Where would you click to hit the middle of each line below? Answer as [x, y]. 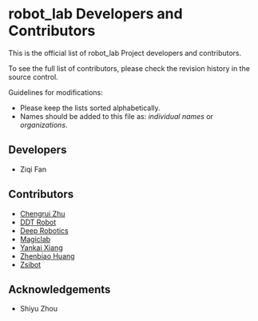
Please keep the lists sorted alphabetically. [90, 108]
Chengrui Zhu [42, 213]
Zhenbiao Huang [47, 256]
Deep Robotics [44, 230]
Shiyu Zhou [39, 309]
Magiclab [35, 239]
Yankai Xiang [41, 248]
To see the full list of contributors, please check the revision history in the [129, 68]
